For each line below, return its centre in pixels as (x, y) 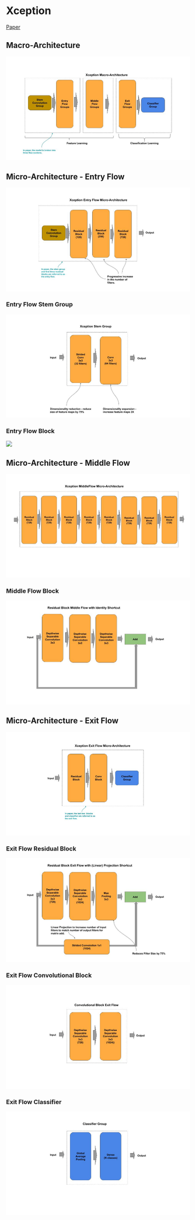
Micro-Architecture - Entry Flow (65, 177)
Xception (29, 11)
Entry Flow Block (30, 431)
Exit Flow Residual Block (41, 849)
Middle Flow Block (33, 591)
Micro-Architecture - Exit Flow (62, 721)
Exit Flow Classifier (34, 1102)
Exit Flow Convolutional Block (49, 975)
